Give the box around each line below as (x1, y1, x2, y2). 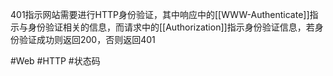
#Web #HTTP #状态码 (10, 55, 101, 67)
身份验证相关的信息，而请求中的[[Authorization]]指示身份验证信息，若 (27, 21, 315, 33)
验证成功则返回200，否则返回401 (18, 34, 156, 45)
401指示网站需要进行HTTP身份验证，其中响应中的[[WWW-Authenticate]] (10, 9, 310, 20)
